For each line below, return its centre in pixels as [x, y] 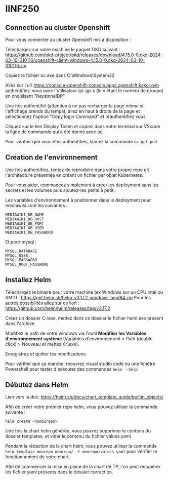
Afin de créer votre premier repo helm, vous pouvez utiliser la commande [81, 407]
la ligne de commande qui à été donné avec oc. [55, 132]
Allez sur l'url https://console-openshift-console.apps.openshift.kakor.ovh [82, 85]
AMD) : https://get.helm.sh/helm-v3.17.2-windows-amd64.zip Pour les [78, 297]
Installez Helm [28, 280]
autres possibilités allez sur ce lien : [42, 303]
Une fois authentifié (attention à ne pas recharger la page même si [74, 106]
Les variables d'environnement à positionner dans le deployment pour [78, 200]
